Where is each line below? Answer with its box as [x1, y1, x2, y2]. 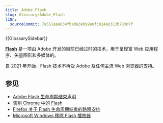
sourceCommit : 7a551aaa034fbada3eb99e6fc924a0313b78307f [10, 21, 133, 27]
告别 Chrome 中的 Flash [12, 100, 63, 106]
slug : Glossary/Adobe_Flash [5, 12, 65, 17]
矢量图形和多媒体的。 [14, 52, 59, 58]
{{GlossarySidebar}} [5, 35, 48, 42]
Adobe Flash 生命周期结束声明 [12, 94, 76, 100]
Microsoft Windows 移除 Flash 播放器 [12, 112, 91, 119]
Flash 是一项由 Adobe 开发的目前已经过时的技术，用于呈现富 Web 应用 [5, 46, 154, 52]
